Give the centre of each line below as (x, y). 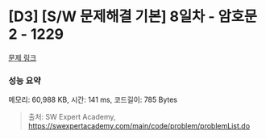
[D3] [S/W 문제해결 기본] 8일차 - (112, 17)
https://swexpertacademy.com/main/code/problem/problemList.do (139, 126)
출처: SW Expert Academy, (72, 117)
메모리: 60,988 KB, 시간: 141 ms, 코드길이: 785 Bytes (93, 100)
